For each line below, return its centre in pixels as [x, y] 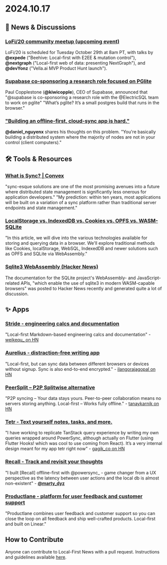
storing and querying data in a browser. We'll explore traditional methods [80, 243]
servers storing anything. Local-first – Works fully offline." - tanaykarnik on [82, 404]
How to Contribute [34, 540]
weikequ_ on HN [22, 340]
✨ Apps [17, 310]
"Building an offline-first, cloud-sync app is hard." [67, 121]
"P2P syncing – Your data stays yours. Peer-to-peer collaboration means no [83, 398]
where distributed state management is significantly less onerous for [76, 192]
